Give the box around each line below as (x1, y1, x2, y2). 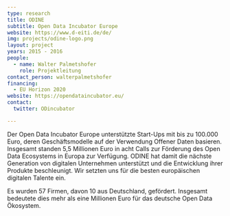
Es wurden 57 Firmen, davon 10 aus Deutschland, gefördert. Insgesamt (7, 187, 208, 195)
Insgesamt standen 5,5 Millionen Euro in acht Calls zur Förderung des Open (7, 144, 221, 152)
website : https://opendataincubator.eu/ (7, 93, 125, 100)
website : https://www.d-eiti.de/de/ (7, 29, 112, 36)
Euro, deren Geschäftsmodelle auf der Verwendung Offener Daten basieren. (7, 137, 222, 146)
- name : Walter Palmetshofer (13, 61, 97, 68)
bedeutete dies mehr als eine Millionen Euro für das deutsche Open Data (7, 194, 213, 202)
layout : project (7, 42, 54, 49)
